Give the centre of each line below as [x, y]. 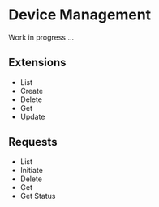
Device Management [80, 15]
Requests [33, 142]
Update [32, 116]
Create [31, 91]
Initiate [31, 170]
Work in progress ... [41, 37]
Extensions [37, 63]
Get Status [38, 196]
